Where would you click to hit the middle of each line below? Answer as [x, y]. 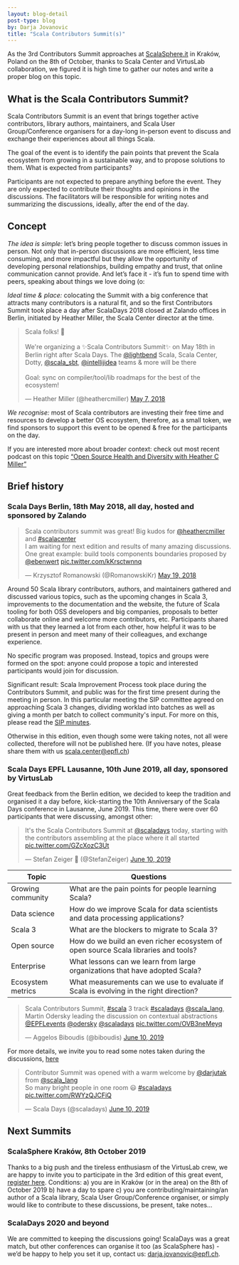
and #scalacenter [51, 538]
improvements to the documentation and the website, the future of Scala [114, 604]
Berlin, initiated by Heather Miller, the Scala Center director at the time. [111, 318]
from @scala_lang [51, 1080]
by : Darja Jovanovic [38, 27]
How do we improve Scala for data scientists [144, 909]
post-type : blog [31, 21]
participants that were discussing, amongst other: [80, 816]
